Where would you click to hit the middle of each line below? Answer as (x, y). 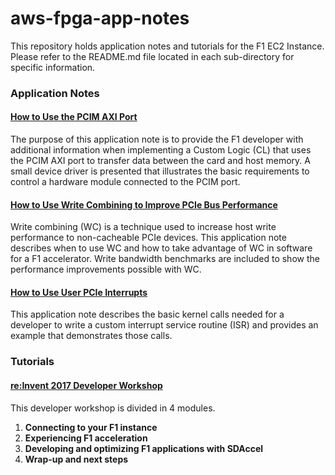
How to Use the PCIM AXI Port (74, 117)
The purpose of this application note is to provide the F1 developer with (157, 139)
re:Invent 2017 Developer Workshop (86, 385)
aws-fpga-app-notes (100, 18)
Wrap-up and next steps (76, 459)
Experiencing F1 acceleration (86, 438)
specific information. (53, 67)
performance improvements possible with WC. (106, 269)
